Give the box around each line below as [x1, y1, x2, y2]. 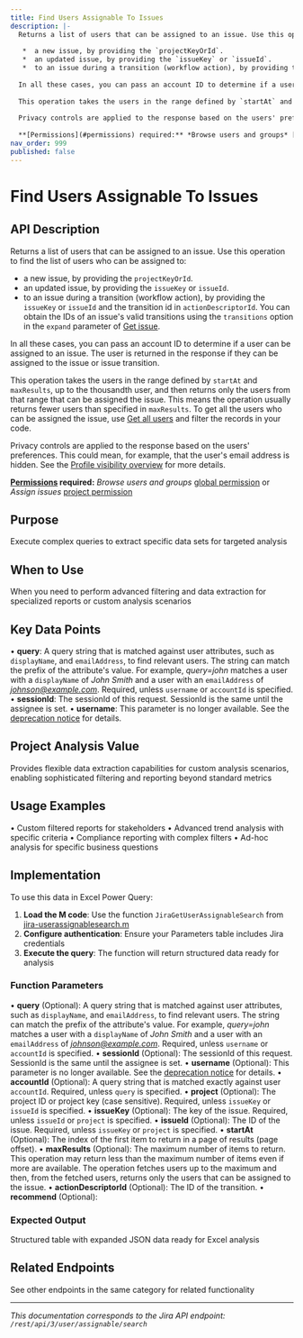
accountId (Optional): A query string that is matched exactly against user [10, 1076, 281, 1087]
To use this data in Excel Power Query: [10, 891, 154, 902]
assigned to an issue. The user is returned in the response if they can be [10, 348, 279, 359]
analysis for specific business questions [10, 842, 159, 852]
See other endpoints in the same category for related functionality [10, 1284, 254, 1295]
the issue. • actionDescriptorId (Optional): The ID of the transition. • [10, 1181, 264, 1192]
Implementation [10, 868, 102, 883]
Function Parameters [10, 979, 104, 992]
